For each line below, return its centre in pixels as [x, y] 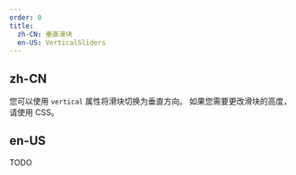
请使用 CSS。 [35, 112]
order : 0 [26, 17]
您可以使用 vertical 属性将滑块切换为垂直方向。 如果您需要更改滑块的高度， [151, 101]
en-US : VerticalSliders [61, 42]
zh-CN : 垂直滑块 [45, 34]
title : [22, 26]
